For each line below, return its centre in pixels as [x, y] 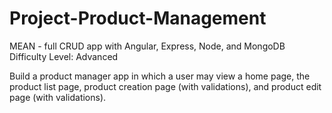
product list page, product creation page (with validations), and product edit [165, 86]
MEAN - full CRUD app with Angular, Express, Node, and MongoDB [147, 46]
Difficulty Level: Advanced [64, 56]
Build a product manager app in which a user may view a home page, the [160, 76]
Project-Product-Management [138, 18]
